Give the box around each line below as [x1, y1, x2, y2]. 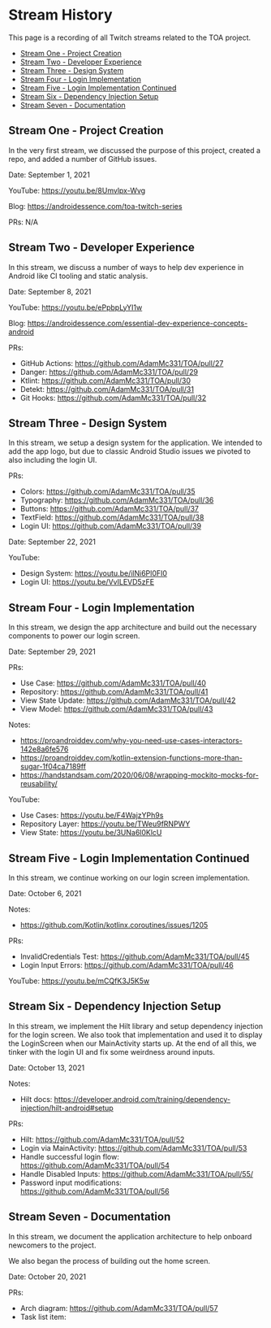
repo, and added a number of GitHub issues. [8, 154, 157, 163]
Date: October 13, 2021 [8, 1063, 85, 1073]
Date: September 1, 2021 [8, 169, 91, 180]
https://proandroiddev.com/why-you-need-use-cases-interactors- [19, 736, 243, 746]
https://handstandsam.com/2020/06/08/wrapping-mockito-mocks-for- [19, 770, 260, 780]
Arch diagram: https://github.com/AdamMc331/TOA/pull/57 [19, 1303, 218, 1313]
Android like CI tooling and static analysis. [8, 271, 148, 281]
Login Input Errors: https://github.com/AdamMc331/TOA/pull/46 [19, 960, 234, 969]
